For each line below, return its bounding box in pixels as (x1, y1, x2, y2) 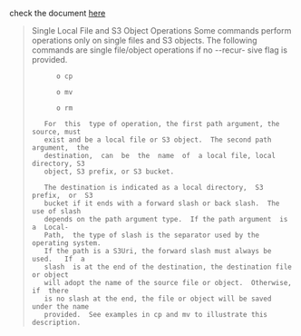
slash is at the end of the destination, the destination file (44, 262, 292, 272)
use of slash (31, 207, 82, 216)
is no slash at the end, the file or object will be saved (44, 294, 272, 303)
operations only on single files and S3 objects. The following (31, 35, 257, 45)
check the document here (9, 8, 106, 18)
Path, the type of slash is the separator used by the (44, 231, 260, 240)
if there (31, 286, 70, 295)
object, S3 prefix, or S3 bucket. (44, 167, 175, 176)
